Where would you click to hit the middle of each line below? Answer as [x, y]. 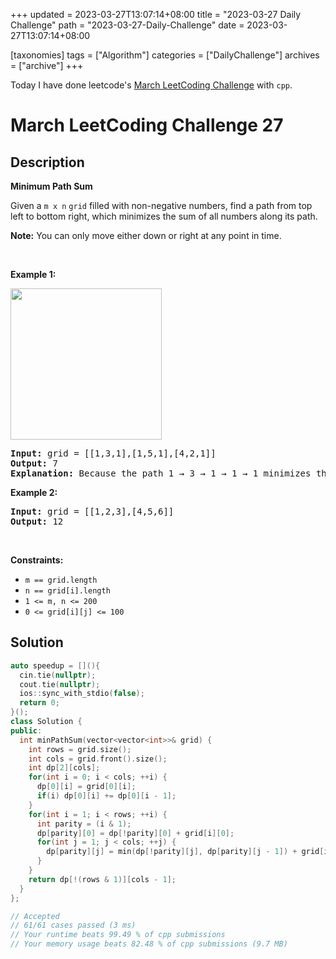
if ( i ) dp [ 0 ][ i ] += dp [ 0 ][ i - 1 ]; [106, 796]
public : [26, 730]
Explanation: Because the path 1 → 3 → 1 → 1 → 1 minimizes [161, 473]
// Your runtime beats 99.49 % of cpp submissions [118, 935]
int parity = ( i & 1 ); [84, 824]
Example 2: [34, 492]
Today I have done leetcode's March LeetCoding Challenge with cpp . [151, 85]
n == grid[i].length [67, 591]
